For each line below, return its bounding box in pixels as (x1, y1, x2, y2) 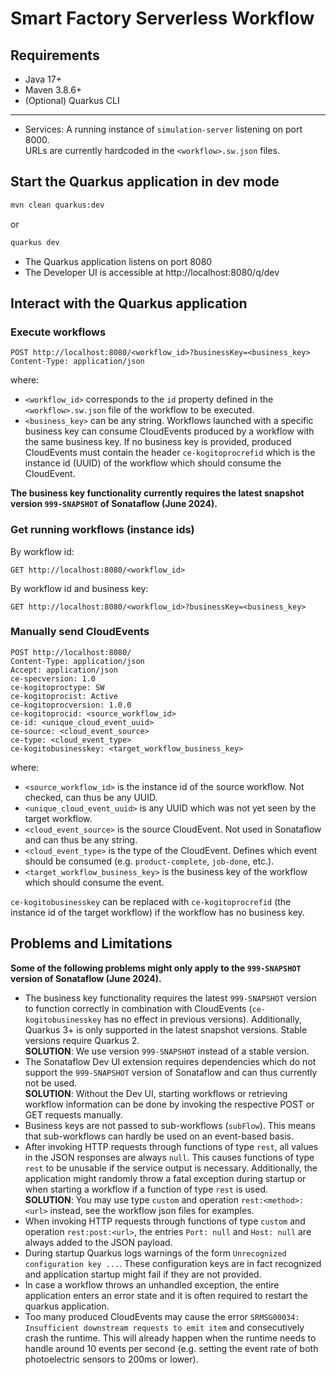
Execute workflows (10, 325, 107, 339)
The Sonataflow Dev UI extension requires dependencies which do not (24, 1055, 317, 1067)
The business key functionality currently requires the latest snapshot (10, 487, 305, 499)
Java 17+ (24, 73, 62, 85)
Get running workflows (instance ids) (10, 523, 195, 537)
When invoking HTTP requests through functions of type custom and (24, 1215, 306, 1227)
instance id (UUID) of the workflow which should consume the (24, 457, 282, 469)
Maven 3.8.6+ (24, 84, 83, 96)
